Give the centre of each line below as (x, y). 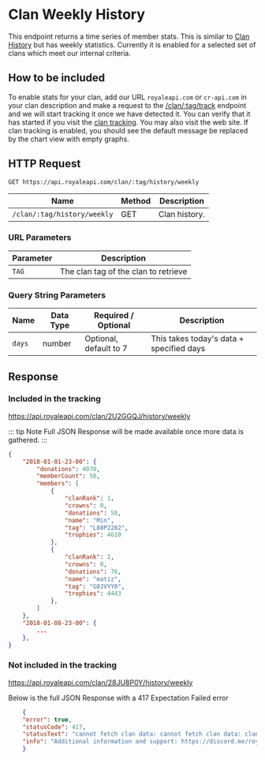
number (57, 343)
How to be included (57, 78)
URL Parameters (40, 238)
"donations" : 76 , (93, 571)
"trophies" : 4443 (93, 593)
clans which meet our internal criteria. (70, 53)
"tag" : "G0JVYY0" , (95, 586)
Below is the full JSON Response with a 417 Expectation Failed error (118, 698)
